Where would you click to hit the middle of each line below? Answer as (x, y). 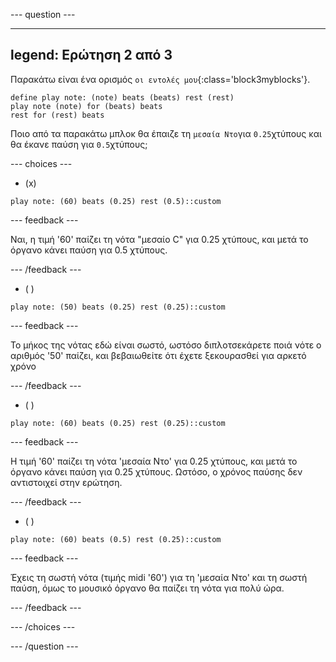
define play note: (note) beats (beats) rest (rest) (122, 97)
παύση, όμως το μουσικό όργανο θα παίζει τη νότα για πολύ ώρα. (147, 588)
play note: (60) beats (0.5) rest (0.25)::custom (116, 539)
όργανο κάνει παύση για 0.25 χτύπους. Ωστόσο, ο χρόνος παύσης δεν (156, 471)
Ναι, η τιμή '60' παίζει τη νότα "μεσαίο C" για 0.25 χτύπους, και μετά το (159, 239)
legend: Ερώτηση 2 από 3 (91, 55)
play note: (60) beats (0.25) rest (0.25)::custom (118, 423)
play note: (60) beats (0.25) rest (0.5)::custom (116, 201)
